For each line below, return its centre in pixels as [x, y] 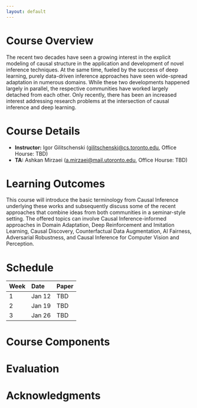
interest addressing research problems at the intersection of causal [88, 101]
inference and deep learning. [41, 107]
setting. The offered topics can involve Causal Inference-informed [86, 219]
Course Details [43, 131]
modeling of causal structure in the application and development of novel [95, 63]
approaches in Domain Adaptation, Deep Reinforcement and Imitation [91, 225]
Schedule [30, 267]
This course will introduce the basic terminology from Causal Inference [92, 200]
